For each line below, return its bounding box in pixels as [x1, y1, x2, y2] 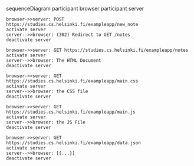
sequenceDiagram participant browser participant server [6, 5, 144, 12]
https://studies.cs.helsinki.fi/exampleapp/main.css [6, 78, 139, 84]
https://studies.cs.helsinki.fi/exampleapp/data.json [6, 140, 142, 146]
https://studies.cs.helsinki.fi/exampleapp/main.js [6, 109, 136, 115]
